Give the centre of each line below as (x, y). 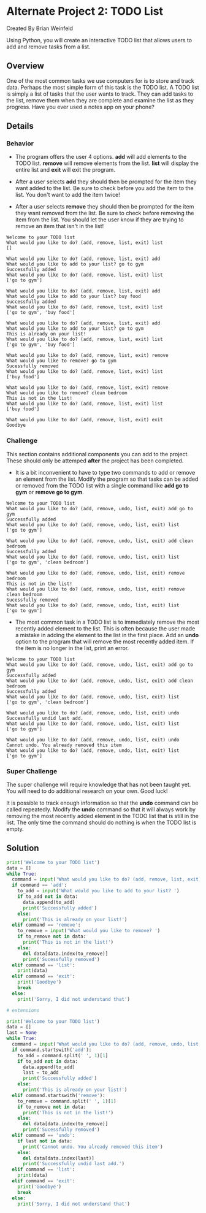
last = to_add (41, 1073)
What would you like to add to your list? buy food (74, 297)
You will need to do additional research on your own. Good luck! (87, 791)
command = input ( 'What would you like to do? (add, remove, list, (98, 879)
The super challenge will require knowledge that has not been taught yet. (99, 785)
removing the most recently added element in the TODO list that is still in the (103, 816)
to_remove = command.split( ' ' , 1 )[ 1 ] (67, 1101)
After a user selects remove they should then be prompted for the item (105, 207)
